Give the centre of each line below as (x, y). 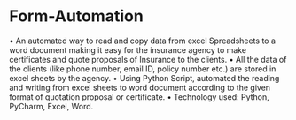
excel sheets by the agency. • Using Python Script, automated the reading (144, 78)
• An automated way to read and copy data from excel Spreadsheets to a (143, 41)
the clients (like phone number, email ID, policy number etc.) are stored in (143, 69)
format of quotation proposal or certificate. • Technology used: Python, (140, 97)
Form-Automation (76, 16)
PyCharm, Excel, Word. (51, 106)
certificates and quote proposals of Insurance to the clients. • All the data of (148, 59)
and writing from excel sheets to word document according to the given (140, 87)
